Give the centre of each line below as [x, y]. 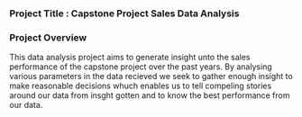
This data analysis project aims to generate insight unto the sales [130, 58]
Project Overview [48, 37]
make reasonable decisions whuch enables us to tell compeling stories [141, 86]
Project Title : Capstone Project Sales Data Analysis [124, 13]
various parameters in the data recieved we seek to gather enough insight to [151, 76]
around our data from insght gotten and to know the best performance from [150, 95]
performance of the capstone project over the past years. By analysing [141, 67]
